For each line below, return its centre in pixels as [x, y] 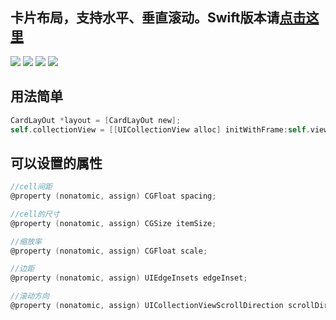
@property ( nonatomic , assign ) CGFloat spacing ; [113, 196]
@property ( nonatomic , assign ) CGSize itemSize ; [113, 223]
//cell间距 [31, 187]
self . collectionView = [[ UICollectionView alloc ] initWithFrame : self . [160, 129]
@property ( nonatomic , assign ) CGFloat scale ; [109, 251]
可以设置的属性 [56, 163]
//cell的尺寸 [35, 214]
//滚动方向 [30, 296]
